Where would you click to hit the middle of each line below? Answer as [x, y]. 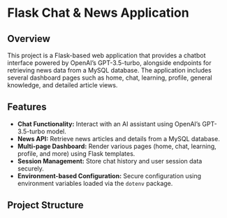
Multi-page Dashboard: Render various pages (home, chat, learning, [117, 146]
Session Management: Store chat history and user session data [110, 161]
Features [27, 107]
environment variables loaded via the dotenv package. [95, 183]
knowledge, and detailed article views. [63, 85]
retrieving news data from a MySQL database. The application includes [109, 70]
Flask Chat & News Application [98, 13]
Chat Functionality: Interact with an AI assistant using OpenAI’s [109, 124]
